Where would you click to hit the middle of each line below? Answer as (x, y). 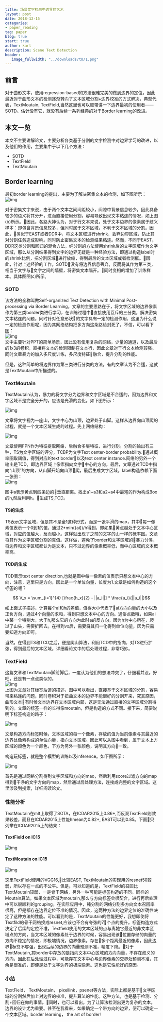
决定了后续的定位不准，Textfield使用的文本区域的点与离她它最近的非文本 (77, 928)
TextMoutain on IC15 (26, 859)
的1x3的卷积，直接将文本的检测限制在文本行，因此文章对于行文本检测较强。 (81, 348)
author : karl (18, 46)
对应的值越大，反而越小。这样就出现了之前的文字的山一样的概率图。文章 (86, 534)
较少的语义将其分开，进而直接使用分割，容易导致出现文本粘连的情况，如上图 (81, 215)
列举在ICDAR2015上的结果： (33, 826)
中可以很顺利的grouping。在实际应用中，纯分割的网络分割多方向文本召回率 (80, 904)
